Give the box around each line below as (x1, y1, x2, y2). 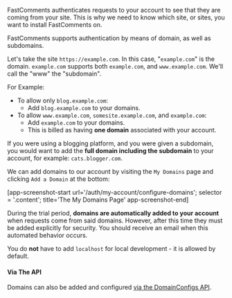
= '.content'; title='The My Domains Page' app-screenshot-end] (7, 195, 189, 204)
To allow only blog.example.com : (17, 96, 109, 105)
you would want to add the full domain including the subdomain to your (7, 147, 214, 155)
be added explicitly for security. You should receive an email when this (7, 224, 209, 231)
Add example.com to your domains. (27, 119, 125, 127)
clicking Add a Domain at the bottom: (7, 175, 110, 183)
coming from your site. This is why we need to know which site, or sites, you (7, 13, 225, 21)
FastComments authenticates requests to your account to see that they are (7, 6, 221, 14)
